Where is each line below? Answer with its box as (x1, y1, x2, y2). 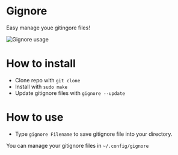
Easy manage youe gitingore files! (6, 24, 90, 31)
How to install (6, 57, 76, 70)
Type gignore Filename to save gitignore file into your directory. (14, 130, 173, 138)
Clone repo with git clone (14, 76, 81, 84)
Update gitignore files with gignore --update (14, 89, 125, 97)
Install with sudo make (14, 83, 68, 90)
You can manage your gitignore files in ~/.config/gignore (6, 142, 149, 149)
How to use (6, 111, 64, 124)
